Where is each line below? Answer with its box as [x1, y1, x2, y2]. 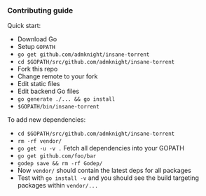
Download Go [17, 35, 57, 43]
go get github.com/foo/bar [17, 153, 97, 160]
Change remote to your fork [17, 72, 98, 80]
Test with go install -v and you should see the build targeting [17, 174, 200, 182]
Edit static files [17, 80, 61, 88]
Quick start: [7, 22, 41, 30]
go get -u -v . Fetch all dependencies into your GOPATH [17, 144, 184, 153]
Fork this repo [17, 65, 58, 73]
